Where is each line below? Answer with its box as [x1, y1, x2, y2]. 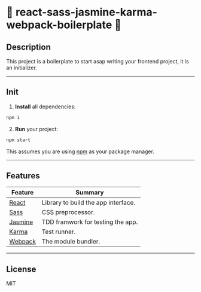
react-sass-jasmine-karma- [16, 5, 157, 19]
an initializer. [6, 64, 37, 71]
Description [6, 42, 51, 52]
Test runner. [41, 227, 76, 236]
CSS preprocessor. [41, 208, 95, 217]
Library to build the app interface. [41, 199, 136, 207]
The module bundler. [41, 238, 100, 246]
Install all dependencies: [14, 103, 76, 110]
